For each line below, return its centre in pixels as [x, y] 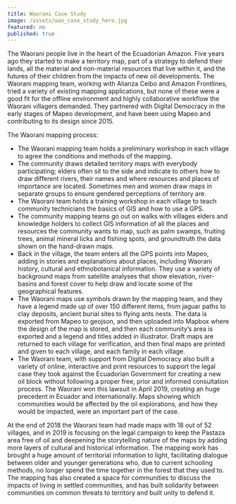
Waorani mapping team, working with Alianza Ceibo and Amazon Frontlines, [117, 84]
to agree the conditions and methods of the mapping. [95, 156]
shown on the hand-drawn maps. [66, 246]
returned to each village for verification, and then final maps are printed [121, 344]
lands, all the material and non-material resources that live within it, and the [116, 69]
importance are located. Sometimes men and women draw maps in [115, 186]
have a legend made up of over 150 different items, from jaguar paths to [122, 306]
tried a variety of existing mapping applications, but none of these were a [113, 91]
